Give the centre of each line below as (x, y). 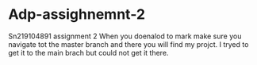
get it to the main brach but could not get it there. (88, 52)
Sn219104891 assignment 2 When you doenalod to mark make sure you (125, 36)
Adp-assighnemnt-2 (77, 14)
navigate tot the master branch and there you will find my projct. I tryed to (128, 44)
